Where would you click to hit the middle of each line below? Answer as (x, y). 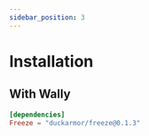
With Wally (40, 94)
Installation (51, 61)
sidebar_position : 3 (47, 17)
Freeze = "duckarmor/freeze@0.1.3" (75, 123)
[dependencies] (37, 115)
